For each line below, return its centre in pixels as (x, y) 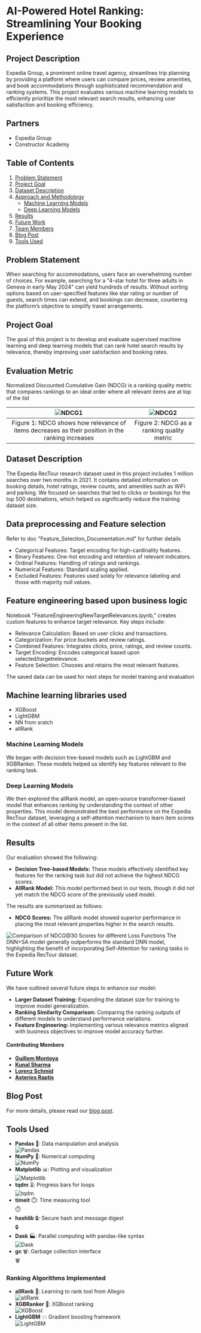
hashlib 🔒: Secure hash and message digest (69, 1218)
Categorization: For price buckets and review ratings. (80, 639)
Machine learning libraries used (67, 695)
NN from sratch (34, 722)
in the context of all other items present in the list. (67, 824)
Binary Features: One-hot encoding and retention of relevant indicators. (103, 556)
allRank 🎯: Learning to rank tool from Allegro (70, 1291)
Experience (35, 37)
